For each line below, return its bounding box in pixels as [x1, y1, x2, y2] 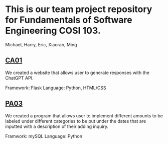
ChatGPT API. [5, 75, 34, 81]
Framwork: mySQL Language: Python [5, 133, 83, 139]
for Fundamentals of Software [5, 14, 132, 26]
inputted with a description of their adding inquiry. [5, 123, 109, 129]
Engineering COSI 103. [5, 25, 101, 36]
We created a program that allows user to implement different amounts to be [5, 112, 163, 119]
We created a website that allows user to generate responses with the [5, 69, 149, 76]
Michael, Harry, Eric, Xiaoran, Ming [5, 41, 77, 47]
